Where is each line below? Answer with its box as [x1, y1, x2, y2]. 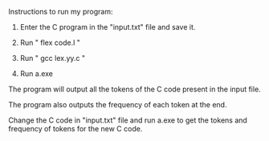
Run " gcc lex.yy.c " [19, 54, 86, 62]
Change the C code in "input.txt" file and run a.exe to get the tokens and [8, 115, 247, 125]
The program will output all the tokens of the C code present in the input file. [8, 84, 261, 94]
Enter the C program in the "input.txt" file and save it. [19, 22, 196, 31]
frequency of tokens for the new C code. [8, 124, 143, 133]
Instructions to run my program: [8, 7, 113, 16]
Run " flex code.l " [19, 38, 80, 47]
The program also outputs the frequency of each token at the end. [8, 100, 227, 109]
